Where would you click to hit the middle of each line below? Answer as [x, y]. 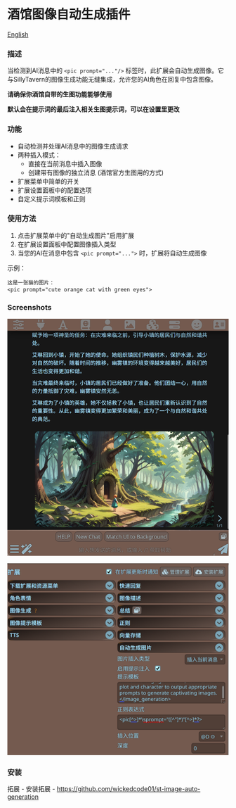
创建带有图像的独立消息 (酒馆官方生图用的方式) [96, 172]
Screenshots [29, 307]
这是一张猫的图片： [31, 282]
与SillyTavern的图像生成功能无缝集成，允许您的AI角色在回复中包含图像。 [112, 80]
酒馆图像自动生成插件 [69, 14]
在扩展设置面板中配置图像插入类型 [67, 244]
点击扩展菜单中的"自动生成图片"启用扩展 [76, 235]
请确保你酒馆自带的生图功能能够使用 [60, 94]
